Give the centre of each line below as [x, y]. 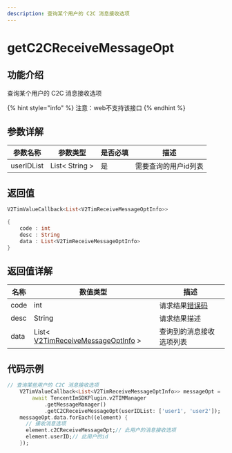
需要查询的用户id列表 [169, 166]
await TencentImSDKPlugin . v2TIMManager [89, 398]
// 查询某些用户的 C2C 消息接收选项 [53, 385]
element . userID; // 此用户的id [67, 437]
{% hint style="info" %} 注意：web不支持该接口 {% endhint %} [97, 107]
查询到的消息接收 [187, 332]
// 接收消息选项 [46, 424]
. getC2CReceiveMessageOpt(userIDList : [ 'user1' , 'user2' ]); [132, 411]
